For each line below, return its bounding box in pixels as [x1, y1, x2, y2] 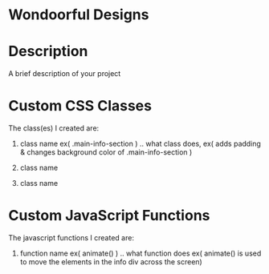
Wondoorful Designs [8, 6, 149, 24]
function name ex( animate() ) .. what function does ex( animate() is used [19, 248, 262, 258]
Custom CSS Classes [8, 97, 153, 115]
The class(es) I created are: [8, 123, 100, 133]
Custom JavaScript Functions [8, 207, 210, 225]
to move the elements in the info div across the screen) [19, 257, 202, 266]
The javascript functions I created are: [8, 233, 135, 242]
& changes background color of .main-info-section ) [19, 147, 193, 157]
